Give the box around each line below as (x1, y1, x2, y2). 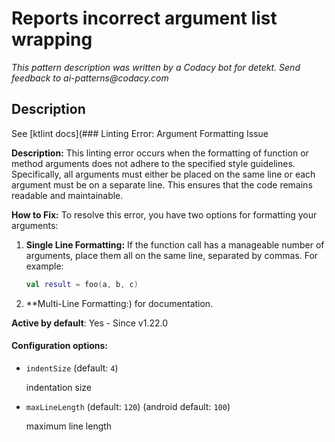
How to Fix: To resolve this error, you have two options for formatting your (11, 208, 318, 221)
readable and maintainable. (11, 189, 124, 201)
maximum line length (25, 420, 113, 432)
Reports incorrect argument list (11, 7, 278, 30)
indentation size (25, 381, 93, 393)
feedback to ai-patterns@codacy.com (11, 72, 169, 84)
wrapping (11, 28, 93, 51)
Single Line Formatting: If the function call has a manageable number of (25, 238, 325, 251)
